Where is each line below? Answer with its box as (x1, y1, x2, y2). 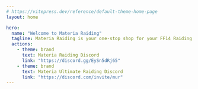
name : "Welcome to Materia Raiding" (11, 30, 102, 36)
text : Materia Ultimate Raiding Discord (21, 68, 123, 74)
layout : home (6, 14, 39, 20)
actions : (11, 41, 33, 47)
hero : (6, 25, 20, 31)
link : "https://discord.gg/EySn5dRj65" (21, 57, 120, 64)
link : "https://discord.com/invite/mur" (21, 74, 123, 80)
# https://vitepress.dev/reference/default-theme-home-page (6, 8, 158, 15)
